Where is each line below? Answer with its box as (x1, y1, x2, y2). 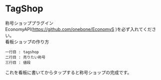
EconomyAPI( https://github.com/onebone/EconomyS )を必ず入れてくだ (5, 26, 152, 32)
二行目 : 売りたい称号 (5, 55, 46, 60)
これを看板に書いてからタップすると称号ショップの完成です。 (5, 69, 132, 75)
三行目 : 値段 (5, 60, 31, 65)
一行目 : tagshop (5, 49, 39, 55)
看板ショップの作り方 (5, 38, 49, 45)
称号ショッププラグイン (5, 20, 53, 26)
